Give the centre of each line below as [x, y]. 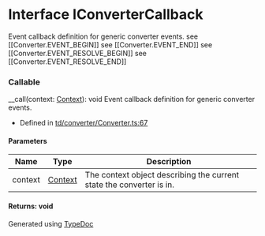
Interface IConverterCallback [106, 15]
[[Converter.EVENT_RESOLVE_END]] [67, 62]
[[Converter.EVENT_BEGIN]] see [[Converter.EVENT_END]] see [110, 44]
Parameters [28, 140]
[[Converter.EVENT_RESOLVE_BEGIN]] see [78, 53]
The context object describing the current [162, 175]
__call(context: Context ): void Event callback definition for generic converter [131, 99]
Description [169, 162]
